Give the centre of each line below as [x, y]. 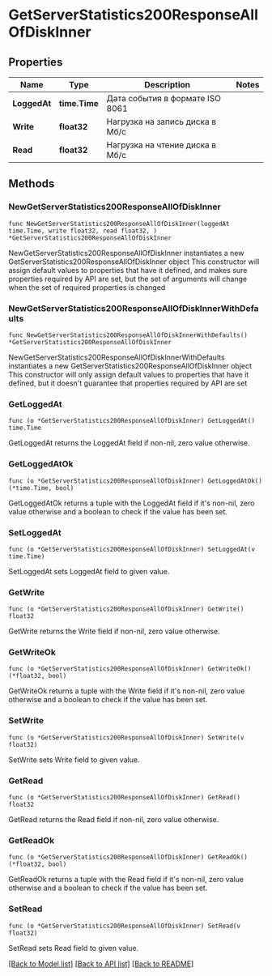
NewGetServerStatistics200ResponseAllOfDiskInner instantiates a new [126, 253]
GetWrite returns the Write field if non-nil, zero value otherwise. [114, 631]
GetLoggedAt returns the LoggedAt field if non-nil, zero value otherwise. [129, 443]
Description [168, 85]
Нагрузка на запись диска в [161, 121]
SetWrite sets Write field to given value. [74, 760]
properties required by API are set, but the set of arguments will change [128, 279]
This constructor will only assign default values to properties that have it [129, 374]
